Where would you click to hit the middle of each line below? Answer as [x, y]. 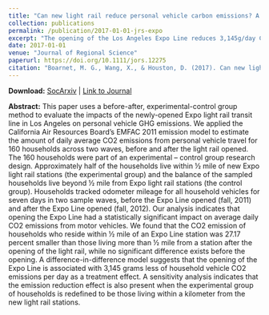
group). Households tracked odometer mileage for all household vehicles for [134, 191]
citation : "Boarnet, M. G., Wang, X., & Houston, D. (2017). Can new [127, 68]
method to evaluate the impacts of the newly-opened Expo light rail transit [130, 115]
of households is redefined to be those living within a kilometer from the [127, 293]
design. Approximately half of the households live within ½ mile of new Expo [134, 166]
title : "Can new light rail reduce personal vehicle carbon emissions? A [134, 16]
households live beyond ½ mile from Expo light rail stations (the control [125, 183]
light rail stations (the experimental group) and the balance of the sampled [130, 174]
